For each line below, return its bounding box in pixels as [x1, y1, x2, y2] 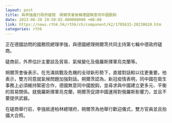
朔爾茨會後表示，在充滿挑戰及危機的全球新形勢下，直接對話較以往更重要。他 [5, 70, 167, 76]
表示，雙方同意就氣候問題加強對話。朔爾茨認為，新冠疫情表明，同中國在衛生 [5, 76, 167, 82]
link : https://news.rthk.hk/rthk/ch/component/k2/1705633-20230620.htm [5, 22, 161, 27]
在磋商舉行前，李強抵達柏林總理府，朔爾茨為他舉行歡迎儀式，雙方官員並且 [5, 106, 162, 112]
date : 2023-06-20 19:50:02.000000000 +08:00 [5, 17, 102, 22]
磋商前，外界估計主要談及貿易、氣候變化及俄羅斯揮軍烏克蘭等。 [5, 58, 140, 65]
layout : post [5, 7, 33, 13]
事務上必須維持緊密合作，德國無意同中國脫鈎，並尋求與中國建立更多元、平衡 [5, 83, 167, 89]
